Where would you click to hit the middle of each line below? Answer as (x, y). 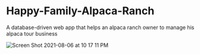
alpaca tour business (32, 33)
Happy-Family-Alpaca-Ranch (80, 11)
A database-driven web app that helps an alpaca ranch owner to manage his (100, 27)
